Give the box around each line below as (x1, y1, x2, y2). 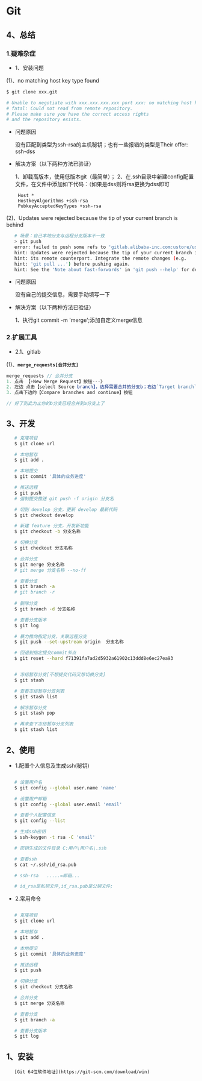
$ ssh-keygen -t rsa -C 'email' (14, 835, 96, 841)
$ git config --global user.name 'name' (14, 785, 117, 791)
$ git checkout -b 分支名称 (14, 528, 81, 534)
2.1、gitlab (14, 348, 41, 355)
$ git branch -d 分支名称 (14, 606, 76, 612)
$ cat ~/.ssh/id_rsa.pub (14, 862, 77, 868)
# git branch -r (14, 589, 55, 595)
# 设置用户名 (14, 779, 43, 785)
